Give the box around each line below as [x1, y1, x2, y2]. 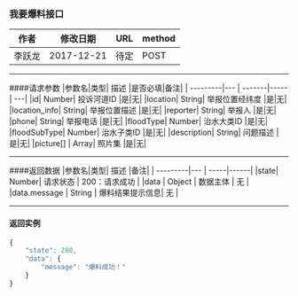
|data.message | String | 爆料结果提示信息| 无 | [9, 188, 179, 199]
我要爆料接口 [9, 7, 65, 19]
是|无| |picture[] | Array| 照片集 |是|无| [9, 138, 147, 149]
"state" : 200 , [25, 246, 77, 255]
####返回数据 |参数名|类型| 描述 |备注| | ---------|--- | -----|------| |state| [9, 166, 279, 176]
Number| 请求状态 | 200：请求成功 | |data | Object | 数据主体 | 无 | [9, 176, 250, 187]
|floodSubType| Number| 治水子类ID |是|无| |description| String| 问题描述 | [9, 127, 279, 138]
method [141, 33, 176, 45]
